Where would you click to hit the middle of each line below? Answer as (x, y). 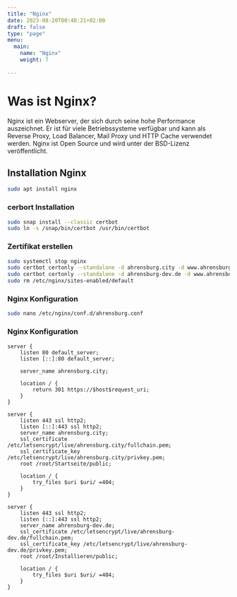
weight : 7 (35, 60)
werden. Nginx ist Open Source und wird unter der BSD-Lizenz (98, 143)
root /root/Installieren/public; (69, 556)
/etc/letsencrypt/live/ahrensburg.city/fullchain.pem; (90, 445)
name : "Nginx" (41, 54)
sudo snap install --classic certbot (63, 222)
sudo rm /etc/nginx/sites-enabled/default (71, 281)
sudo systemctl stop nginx (47, 261)
